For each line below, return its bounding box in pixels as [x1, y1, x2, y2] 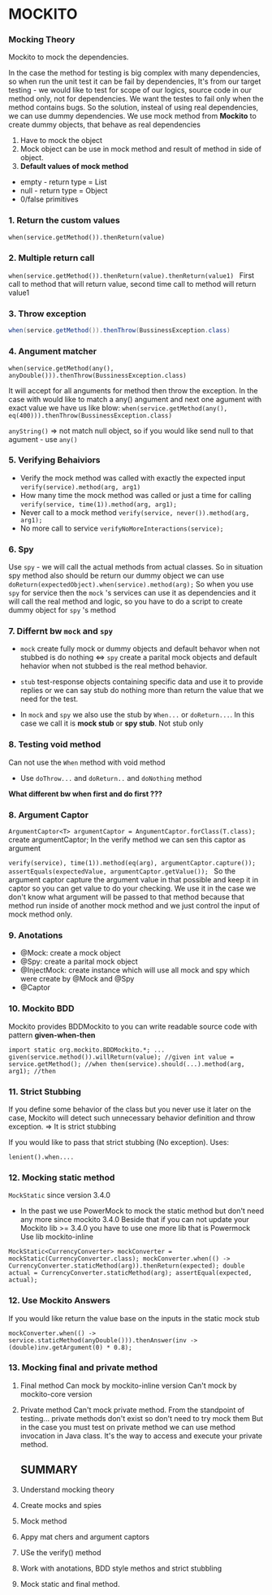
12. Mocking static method [8, 1172, 115, 1183]
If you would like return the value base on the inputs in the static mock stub [8, 1313, 260, 1323]
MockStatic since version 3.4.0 [8, 1190, 111, 1200]
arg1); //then [8, 1067, 57, 1075]
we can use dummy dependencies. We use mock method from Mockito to [8, 111, 257, 121]
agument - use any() [8, 434, 78, 444]
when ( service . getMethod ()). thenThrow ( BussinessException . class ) [8, 327, 231, 335]
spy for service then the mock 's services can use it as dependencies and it [8, 588, 257, 598]
